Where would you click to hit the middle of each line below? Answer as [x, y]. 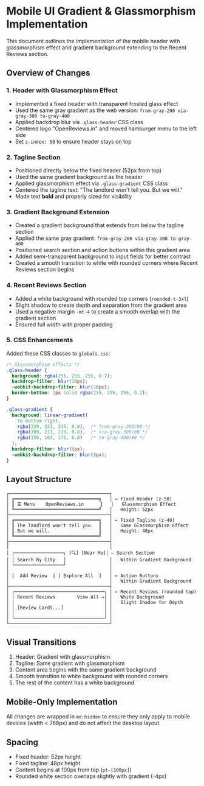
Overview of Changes [48, 73]
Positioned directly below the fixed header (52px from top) [88, 170]
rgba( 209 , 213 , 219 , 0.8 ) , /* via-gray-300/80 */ [83, 432]
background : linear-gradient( [50, 415]
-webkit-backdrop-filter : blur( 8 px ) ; [59, 455]
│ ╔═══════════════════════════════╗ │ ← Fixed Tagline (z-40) [90, 520]
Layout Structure [39, 479]
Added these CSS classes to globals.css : [58, 353]
